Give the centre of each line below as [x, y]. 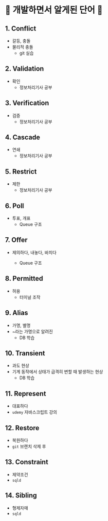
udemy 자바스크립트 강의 [35, 412]
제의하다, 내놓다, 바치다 [34, 252]
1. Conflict [21, 28]
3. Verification [27, 103]
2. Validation [25, 69]
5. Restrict [21, 171]
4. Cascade [23, 137]
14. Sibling [21, 496]
